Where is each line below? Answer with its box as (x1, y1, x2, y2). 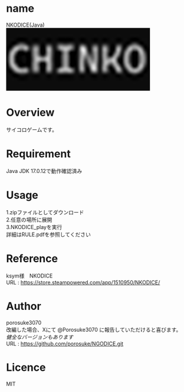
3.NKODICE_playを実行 (6, 223, 63, 230)
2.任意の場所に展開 (6, 216, 52, 223)
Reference (6, 251, 58, 265)
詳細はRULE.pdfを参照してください (6, 231, 91, 238)
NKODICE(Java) (6, 21, 45, 28)
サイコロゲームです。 (6, 126, 58, 133)
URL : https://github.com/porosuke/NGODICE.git (6, 340, 124, 347)
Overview (6, 106, 55, 119)
